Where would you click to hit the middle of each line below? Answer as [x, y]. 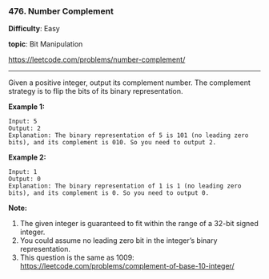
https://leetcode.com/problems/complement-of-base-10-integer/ [127, 266]
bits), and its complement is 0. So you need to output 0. [109, 193]
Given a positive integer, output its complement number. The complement [129, 83]
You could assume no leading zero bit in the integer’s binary [118, 241]
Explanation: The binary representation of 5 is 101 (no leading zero [128, 135]
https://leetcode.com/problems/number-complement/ [97, 60]
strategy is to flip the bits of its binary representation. [96, 91]
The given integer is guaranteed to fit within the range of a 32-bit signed [139, 224]
